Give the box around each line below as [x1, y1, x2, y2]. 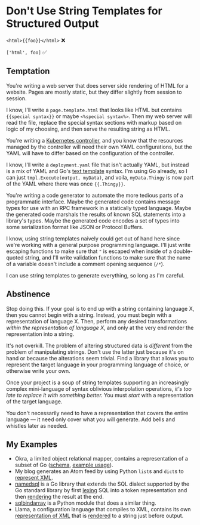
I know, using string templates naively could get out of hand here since [6, 234, 180, 242]
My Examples [6, 439, 58, 449]
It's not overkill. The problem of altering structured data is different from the [6, 342, 193, 349]
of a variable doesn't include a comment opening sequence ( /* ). [6, 260, 165, 267]
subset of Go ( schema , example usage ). [14, 461, 113, 469]
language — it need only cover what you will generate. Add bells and [6, 416, 175, 423]
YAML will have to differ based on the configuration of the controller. [6, 149, 174, 156]
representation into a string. [6, 330, 75, 338]
